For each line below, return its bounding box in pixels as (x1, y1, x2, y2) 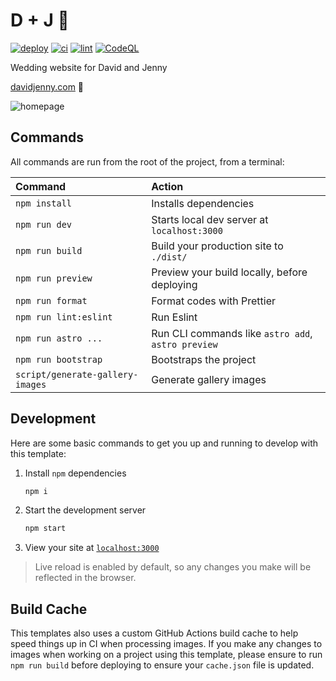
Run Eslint (151, 310, 198, 324)
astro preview (151, 339, 218, 350)
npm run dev (15, 219, 73, 230)
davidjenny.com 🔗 (10, 80, 85, 93)
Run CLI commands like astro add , (151, 326, 313, 340)
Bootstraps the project (151, 352, 257, 366)
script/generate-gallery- (15, 369, 139, 380)
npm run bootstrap (15, 354, 103, 365)
